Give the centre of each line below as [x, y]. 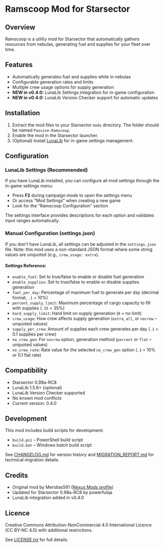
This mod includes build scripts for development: [54, 431]
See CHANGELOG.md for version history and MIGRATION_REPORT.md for [80, 455]
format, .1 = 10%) [30, 297]
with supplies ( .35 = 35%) [38, 308]
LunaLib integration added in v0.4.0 [48, 498]
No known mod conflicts [37, 398]
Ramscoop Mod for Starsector [68, 9]
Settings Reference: [26, 266]
